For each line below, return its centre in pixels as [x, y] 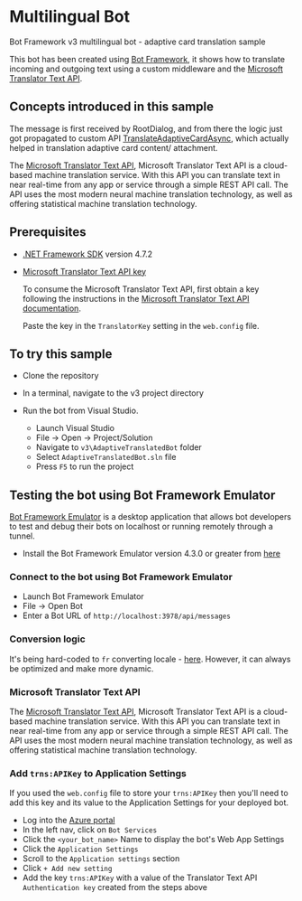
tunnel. [22, 536]
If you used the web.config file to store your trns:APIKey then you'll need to [149, 793]
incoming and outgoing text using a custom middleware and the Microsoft [146, 69]
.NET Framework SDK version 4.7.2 [87, 254]
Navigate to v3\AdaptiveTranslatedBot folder [119, 447]
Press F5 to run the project [85, 466]
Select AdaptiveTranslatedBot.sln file [106, 457]
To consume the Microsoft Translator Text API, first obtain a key [141, 289]
